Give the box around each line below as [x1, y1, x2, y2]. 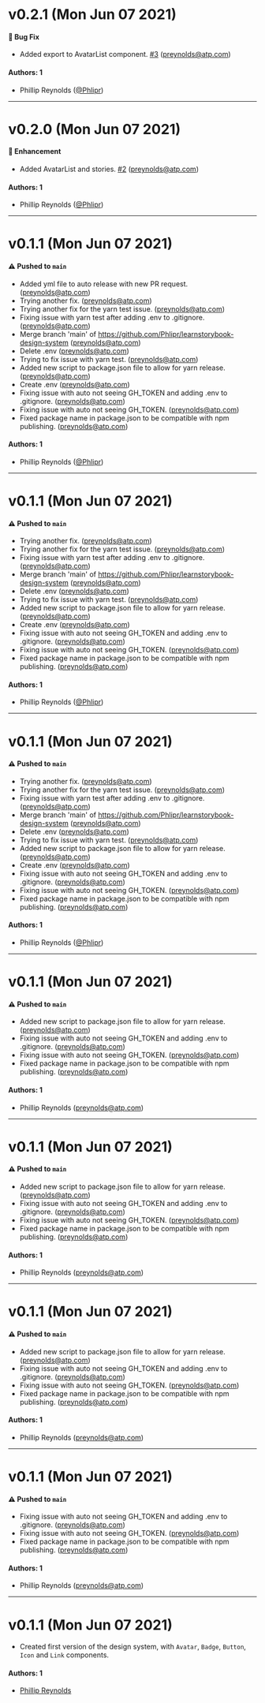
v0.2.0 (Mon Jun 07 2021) [8, 120, 181, 138]
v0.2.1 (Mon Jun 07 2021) [8, 6, 177, 24]
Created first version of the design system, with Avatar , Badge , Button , [19, 1642, 247, 1652]
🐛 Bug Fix [8, 32, 39, 41]
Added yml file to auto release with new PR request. [19, 278, 188, 289]
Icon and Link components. [19, 1650, 109, 1660]
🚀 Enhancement [8, 147, 62, 156]
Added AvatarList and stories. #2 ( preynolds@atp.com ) [19, 164, 200, 174]
